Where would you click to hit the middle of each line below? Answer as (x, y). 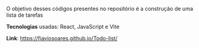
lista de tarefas (25, 15)
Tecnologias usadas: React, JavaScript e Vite (63, 27)
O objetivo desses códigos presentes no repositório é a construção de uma (100, 9)
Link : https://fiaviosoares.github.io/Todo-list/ (62, 38)
